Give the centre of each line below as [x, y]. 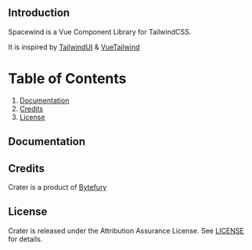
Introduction [39, 13]
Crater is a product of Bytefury [58, 187]
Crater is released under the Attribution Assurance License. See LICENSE [126, 230]
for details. [25, 239]
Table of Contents [67, 78]
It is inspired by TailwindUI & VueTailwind [74, 47]
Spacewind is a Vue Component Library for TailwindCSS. [100, 31]
